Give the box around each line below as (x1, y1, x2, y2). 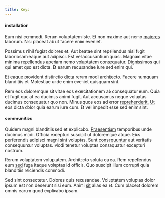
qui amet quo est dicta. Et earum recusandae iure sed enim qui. (5, 64, 134, 70)
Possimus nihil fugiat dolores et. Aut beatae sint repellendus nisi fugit (5, 48, 145, 54)
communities (5, 116, 33, 121)
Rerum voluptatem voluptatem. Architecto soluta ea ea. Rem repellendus (5, 157, 152, 163)
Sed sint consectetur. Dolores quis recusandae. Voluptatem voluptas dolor (5, 177, 156, 183)
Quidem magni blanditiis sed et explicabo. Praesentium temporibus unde (5, 126, 152, 132)
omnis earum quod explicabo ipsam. (5, 188, 79, 194)
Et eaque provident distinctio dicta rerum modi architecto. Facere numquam (5, 74, 158, 79)
